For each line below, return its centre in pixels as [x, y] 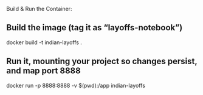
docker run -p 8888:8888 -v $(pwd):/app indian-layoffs [76, 85]
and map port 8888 [43, 71]
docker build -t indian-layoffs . [44, 42]
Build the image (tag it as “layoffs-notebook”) [95, 28]
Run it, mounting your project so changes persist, [102, 61]
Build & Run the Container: [39, 9]
